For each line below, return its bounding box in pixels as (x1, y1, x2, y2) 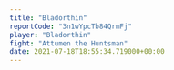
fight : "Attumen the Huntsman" (9, 38, 128, 48)
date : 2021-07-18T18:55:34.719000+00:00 (9, 47, 166, 56)
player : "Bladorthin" (9, 30, 92, 39)
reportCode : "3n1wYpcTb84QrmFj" (9, 22, 132, 31)
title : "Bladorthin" (9, 13, 88, 23)
